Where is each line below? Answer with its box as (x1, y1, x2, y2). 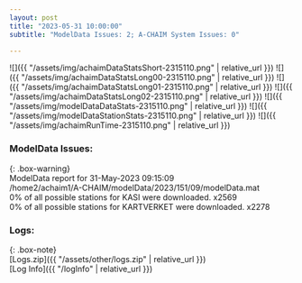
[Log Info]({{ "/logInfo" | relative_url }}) (9, 263, 153, 274)
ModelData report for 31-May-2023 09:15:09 (9, 172, 175, 183)
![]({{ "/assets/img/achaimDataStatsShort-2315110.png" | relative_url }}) (9, 62, 274, 73)
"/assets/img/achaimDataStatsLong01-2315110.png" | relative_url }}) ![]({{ (21, 82, 293, 93)
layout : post (9, 13, 59, 23)
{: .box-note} (9, 244, 57, 255)
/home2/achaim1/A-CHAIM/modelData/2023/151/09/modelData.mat (9, 182, 260, 193)
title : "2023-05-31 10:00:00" (9, 22, 124, 31)
